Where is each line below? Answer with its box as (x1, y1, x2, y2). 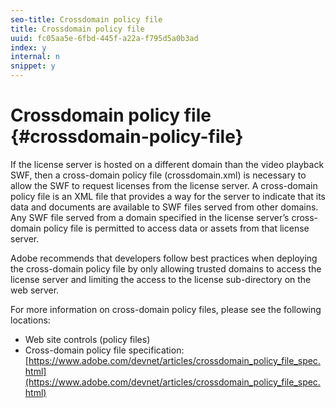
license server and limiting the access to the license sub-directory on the (10, 273, 312, 285)
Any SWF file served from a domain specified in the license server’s (10, 211, 290, 223)
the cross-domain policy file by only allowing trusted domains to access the (10, 262, 322, 275)
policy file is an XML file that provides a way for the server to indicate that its (10, 190, 326, 202)
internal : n (10, 52, 60, 62)
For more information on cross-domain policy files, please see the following (10, 303, 322, 315)
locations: (10, 314, 51, 326)
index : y (10, 42, 47, 53)
